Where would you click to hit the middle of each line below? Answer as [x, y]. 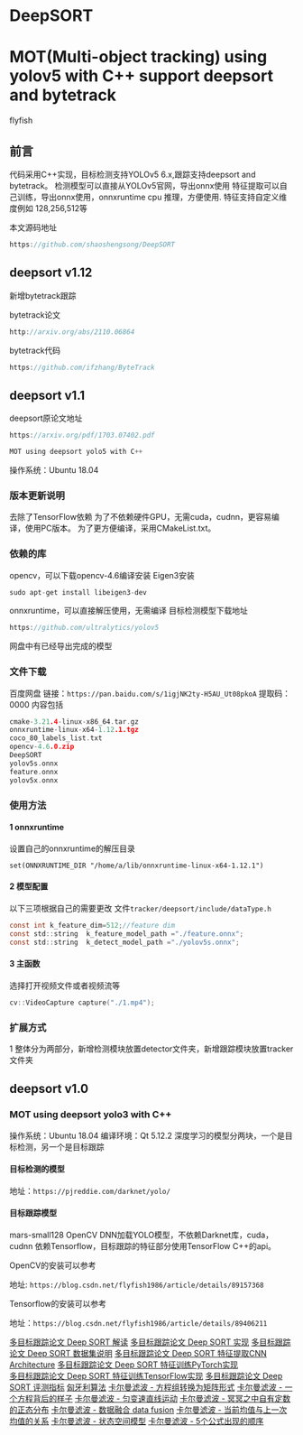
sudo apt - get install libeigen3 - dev [78, 592]
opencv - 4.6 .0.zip [42, 747]
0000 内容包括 [37, 704]
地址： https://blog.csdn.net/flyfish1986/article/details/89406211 [138, 1323]
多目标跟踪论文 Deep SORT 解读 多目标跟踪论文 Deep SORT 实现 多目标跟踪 [150, 1342]
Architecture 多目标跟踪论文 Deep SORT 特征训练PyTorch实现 [124, 1365]
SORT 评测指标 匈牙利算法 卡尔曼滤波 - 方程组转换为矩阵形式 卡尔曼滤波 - [146, 1387]
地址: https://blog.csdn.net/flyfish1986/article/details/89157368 [137, 1284]
